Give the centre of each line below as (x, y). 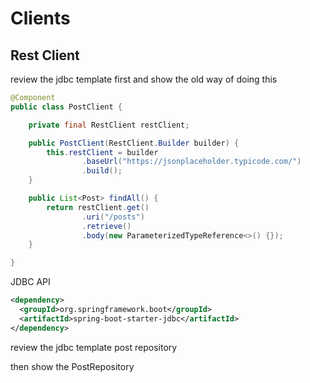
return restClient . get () (98, 207)
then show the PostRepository (72, 366)
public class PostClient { (66, 107)
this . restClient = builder (102, 152)
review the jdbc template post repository (94, 347)
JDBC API (30, 282)
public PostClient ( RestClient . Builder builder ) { (134, 143)
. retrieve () (106, 226)
